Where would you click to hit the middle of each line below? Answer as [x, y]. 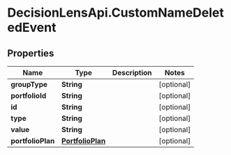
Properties [31, 53]
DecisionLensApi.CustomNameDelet [116, 13]
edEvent [32, 27]
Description [132, 73]
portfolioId [29, 96]
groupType [29, 84]
